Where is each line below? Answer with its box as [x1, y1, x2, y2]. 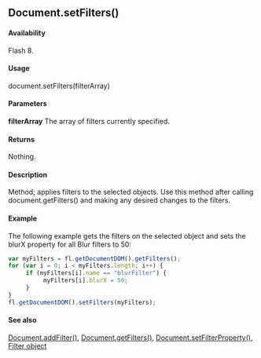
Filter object [8, 341, 47, 350]
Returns [8, 134, 35, 144]
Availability [8, 27, 46, 38]
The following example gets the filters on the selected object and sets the [8, 231, 246, 240]
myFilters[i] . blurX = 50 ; [42, 276, 128, 285]
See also [8, 316, 37, 325]
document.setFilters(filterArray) [8, 81, 110, 90]
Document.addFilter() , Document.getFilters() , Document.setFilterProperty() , [8, 333, 253, 342]
